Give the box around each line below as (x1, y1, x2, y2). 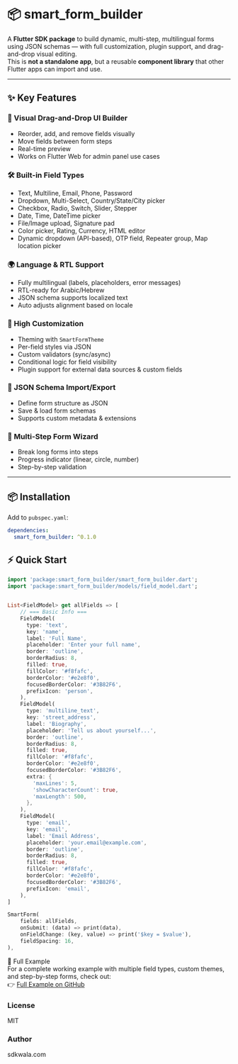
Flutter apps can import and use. (7, 65, 103, 73)
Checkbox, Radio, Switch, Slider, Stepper (17, 203, 138, 212)
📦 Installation (7, 491, 71, 503)
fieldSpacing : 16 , (20, 937, 74, 944)
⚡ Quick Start (7, 554, 67, 566)
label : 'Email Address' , (25, 832, 100, 839)
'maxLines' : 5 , (33, 780, 78, 787)
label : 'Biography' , (25, 720, 87, 727)
